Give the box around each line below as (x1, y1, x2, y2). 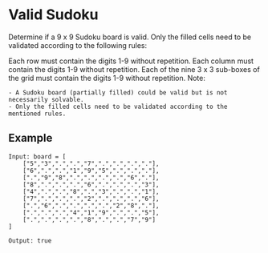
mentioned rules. (8, 110, 67, 118)
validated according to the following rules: (8, 40, 148, 50)
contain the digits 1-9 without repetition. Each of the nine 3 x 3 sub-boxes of (8, 64, 261, 74)
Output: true (8, 236, 52, 245)
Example (8, 131, 53, 145)
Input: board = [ (8, 152, 67, 161)
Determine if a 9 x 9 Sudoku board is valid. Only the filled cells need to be (8, 32, 251, 42)
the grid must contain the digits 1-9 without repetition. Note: (8, 73, 206, 82)
